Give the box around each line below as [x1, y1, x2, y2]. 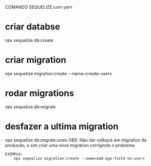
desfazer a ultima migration [5, 121, 119, 132]
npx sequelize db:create [5, 37, 54, 43]
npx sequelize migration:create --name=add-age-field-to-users [14, 156, 145, 161]
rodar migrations [5, 88, 75, 99]
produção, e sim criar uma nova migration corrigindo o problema [5, 142, 135, 148]
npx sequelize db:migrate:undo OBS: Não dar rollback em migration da [5, 137, 147, 143]
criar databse [5, 21, 60, 32]
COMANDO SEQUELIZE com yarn [5, 4, 73, 10]
